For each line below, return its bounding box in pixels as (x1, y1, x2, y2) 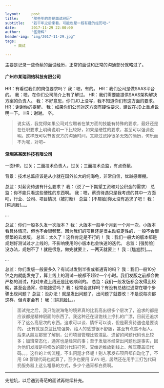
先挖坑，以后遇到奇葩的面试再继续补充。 (5, 378, 86, 384)
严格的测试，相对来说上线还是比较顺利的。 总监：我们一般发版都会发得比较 (5, 279, 156, 285)
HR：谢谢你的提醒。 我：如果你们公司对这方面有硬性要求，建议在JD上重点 (5, 104, 155, 110)
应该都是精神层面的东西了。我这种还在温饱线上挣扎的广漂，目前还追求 (17, 314, 159, 319)
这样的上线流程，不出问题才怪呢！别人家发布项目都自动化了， (30, 350, 154, 356)
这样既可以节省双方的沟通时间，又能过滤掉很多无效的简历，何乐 (25, 133, 154, 139)
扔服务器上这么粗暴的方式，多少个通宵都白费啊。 (17, 363, 116, 368)
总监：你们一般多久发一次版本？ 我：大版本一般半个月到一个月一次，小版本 (5, 222, 156, 228)
